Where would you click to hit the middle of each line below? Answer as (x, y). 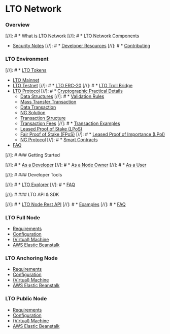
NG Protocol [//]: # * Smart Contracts (59, 139)
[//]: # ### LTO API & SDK (32, 194)
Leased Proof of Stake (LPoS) (51, 129)
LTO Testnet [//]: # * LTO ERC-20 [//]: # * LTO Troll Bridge (73, 85)
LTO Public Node (26, 299)
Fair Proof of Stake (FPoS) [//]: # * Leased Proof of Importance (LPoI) (93, 134)
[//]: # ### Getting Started (32, 155)
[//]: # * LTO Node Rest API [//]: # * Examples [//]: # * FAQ (65, 204)
